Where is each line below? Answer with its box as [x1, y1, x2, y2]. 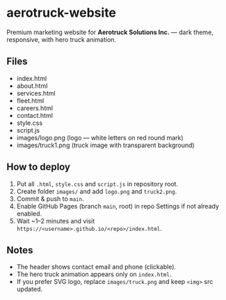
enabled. [16, 209, 42, 218]
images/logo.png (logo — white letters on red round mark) [16, 133, 184, 142]
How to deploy [6, 161, 71, 173]
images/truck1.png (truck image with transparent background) [16, 141, 195, 149]
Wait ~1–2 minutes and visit [16, 216, 95, 225]
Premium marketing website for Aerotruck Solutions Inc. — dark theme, [6, 28, 213, 36]
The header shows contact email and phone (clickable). [16, 263, 177, 271]
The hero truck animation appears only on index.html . [16, 270, 172, 278]
